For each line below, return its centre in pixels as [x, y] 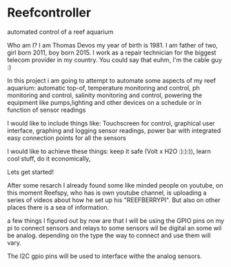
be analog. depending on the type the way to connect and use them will [109, 235]
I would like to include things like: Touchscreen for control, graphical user [111, 123]
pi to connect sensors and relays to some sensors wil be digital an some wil [114, 228]
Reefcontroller [49, 13]
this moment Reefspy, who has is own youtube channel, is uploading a [107, 192]
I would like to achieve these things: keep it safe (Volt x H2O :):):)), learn [109, 151]
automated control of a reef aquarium [60, 32]
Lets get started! [30, 172]
